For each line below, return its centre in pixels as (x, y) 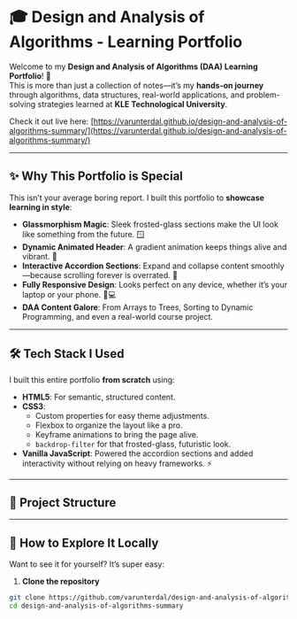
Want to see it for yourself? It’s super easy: (87, 564)
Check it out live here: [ (52, 121)
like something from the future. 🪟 (83, 234)
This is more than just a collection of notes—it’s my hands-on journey (137, 85)
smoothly (267, 266)
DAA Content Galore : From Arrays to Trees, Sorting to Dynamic (137, 307)
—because (42, 275)
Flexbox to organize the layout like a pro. (109, 425)
